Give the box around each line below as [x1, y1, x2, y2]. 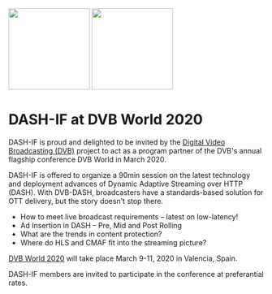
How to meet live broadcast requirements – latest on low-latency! [19, 211, 239, 222]
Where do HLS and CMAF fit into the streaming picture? [19, 237, 207, 247]
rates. [8, 278, 28, 288]
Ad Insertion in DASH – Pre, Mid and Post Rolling [19, 220, 183, 230]
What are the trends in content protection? [19, 229, 162, 239]
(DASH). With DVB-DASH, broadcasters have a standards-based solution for [8, 187, 264, 197]
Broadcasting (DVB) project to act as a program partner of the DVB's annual [8, 145, 262, 155]
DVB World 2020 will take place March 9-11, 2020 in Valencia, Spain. [8, 253, 238, 263]
